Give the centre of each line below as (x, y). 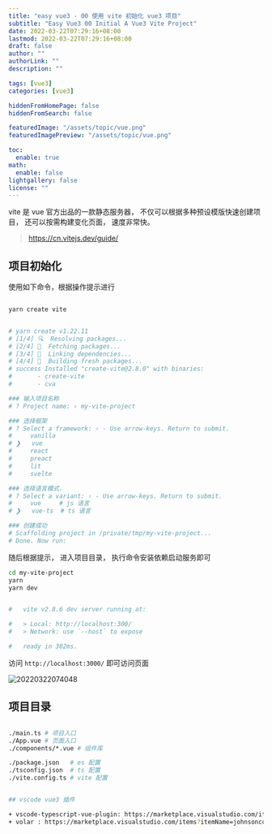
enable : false (39, 173)
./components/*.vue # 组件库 (56, 748)
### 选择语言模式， (37, 488)
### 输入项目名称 (34, 399)
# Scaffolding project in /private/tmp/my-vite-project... (110, 534)
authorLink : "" (34, 62)
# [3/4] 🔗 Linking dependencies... (70, 354)
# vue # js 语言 (49, 503)
